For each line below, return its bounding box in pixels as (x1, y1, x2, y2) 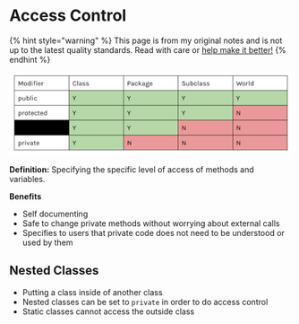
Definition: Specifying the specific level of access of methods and (9, 164, 255, 175)
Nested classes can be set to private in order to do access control (21, 296, 269, 307)
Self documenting (21, 208, 89, 220)
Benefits (9, 191, 42, 202)
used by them (21, 237, 73, 248)
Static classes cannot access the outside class (21, 306, 195, 317)
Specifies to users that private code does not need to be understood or (21, 228, 285, 239)
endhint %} (9, 54, 51, 65)
